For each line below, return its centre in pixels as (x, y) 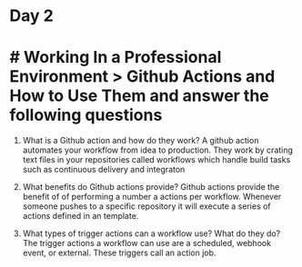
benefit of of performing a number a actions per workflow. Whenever (152, 197)
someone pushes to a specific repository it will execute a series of (146, 206)
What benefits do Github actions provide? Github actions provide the (151, 187)
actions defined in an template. (81, 216)
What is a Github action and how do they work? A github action (141, 141)
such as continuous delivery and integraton (104, 170)
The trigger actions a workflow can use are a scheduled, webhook (146, 243)
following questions (86, 115)
